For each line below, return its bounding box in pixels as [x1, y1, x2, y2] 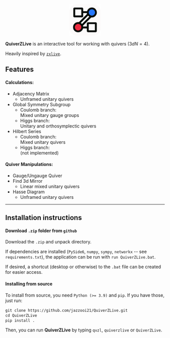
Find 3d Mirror [12, 178, 43, 184]
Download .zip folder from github [5, 227, 77, 234]
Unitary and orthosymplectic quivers [20, 123, 97, 129]
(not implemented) [20, 150, 59, 156]
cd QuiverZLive [5, 313, 37, 318]
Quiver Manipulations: [5, 161, 53, 167]
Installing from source [5, 280, 53, 287]
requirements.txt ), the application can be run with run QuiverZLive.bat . [5, 254, 156, 260]
